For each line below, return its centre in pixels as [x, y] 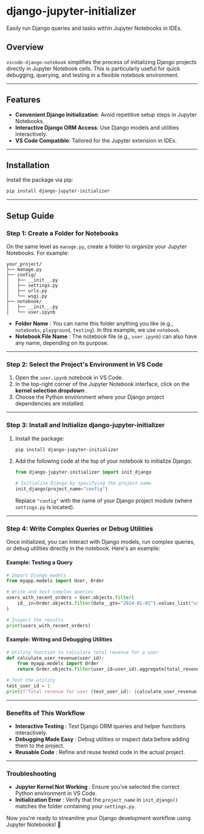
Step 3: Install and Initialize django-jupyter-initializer [86, 425]
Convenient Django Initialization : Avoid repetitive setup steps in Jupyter [106, 115]
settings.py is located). [45, 507]
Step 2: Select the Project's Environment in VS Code [84, 364]
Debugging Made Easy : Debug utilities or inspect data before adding [102, 740]
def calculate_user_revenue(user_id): [55, 658]
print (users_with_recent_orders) [49, 625]
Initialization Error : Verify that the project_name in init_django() [97, 800]
